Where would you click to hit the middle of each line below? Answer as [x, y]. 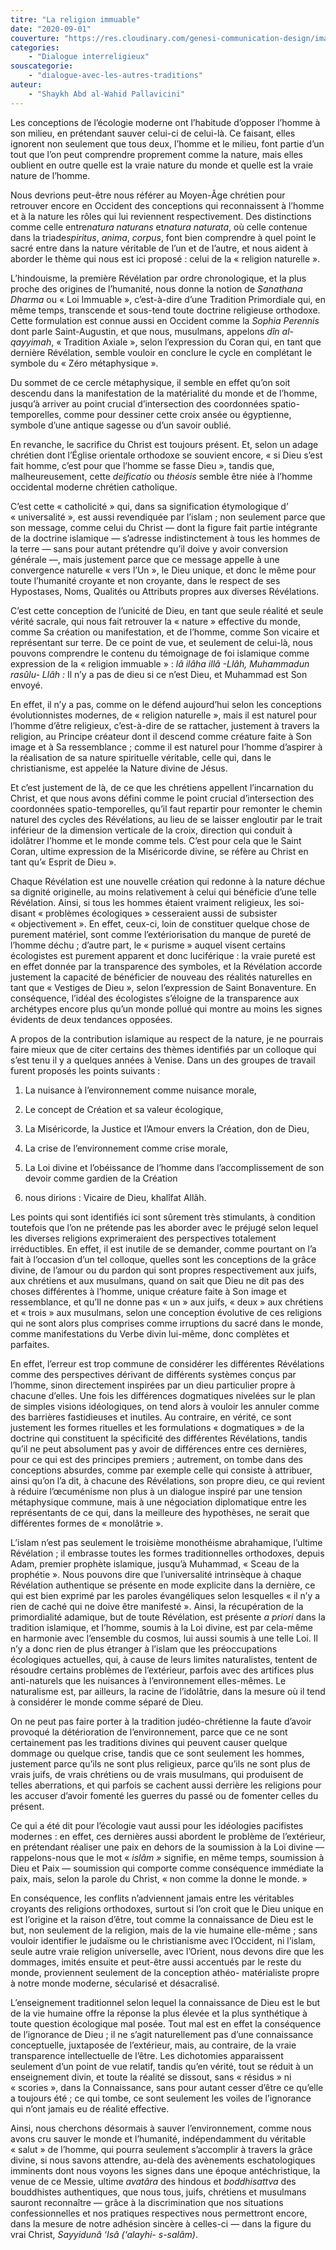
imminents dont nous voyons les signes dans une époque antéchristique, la [165, 2170]
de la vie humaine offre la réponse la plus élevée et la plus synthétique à [159, 2013]
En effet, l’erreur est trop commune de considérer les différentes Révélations [167, 1363]
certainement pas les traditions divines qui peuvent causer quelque [149, 1742]
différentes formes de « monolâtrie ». [87, 1523]
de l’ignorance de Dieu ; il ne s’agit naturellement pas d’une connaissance [162, 2034]
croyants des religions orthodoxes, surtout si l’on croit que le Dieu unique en [167, 1908]
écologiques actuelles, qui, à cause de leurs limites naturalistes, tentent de [164, 1659]
